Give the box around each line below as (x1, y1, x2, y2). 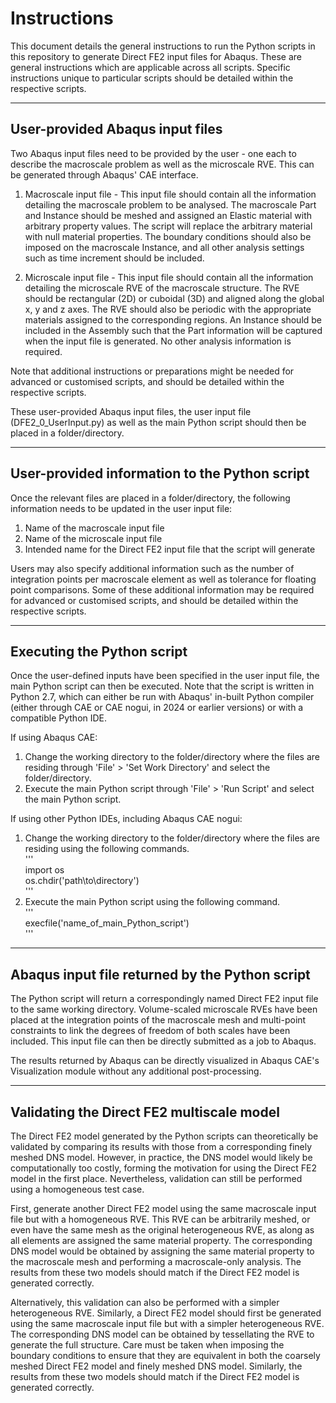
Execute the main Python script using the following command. (24, 896, 281, 908)
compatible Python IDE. (10, 712, 108, 724)
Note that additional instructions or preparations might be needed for (10, 365, 295, 377)
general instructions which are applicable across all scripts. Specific (10, 61, 291, 73)
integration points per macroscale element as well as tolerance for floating (10, 573, 317, 585)
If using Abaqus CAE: (10, 732, 98, 744)
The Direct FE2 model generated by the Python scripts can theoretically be (10, 1130, 319, 1142)
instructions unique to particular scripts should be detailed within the (10, 72, 294, 84)
